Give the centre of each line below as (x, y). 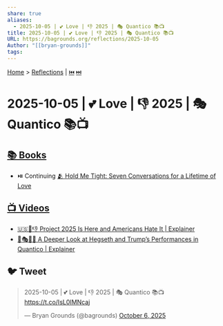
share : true (24, 13)
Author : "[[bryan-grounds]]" (49, 45)
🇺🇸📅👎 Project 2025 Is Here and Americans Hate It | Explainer (106, 229)
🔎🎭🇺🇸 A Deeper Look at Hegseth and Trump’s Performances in (108, 239)
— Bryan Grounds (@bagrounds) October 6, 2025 (95, 315)
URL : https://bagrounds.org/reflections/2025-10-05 (83, 39)
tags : (15, 52)
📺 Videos (28, 208)
